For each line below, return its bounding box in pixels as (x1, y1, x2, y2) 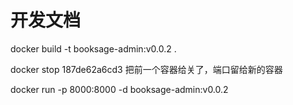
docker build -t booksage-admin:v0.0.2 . (10, 42, 177, 55)
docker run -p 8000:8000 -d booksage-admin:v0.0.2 (10, 83, 229, 95)
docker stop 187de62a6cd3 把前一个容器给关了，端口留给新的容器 (10, 63, 283, 75)
